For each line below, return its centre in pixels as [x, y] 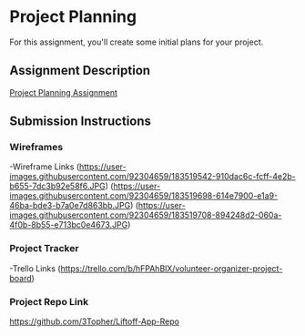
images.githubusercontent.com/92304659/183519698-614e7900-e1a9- [144, 196]
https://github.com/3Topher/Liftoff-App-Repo [95, 321]
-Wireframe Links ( [45, 167]
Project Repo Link [49, 301]
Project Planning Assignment [64, 92]
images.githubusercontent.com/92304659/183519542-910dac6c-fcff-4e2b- [152, 177]
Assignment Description [80, 71]
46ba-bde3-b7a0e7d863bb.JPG [70, 206]
